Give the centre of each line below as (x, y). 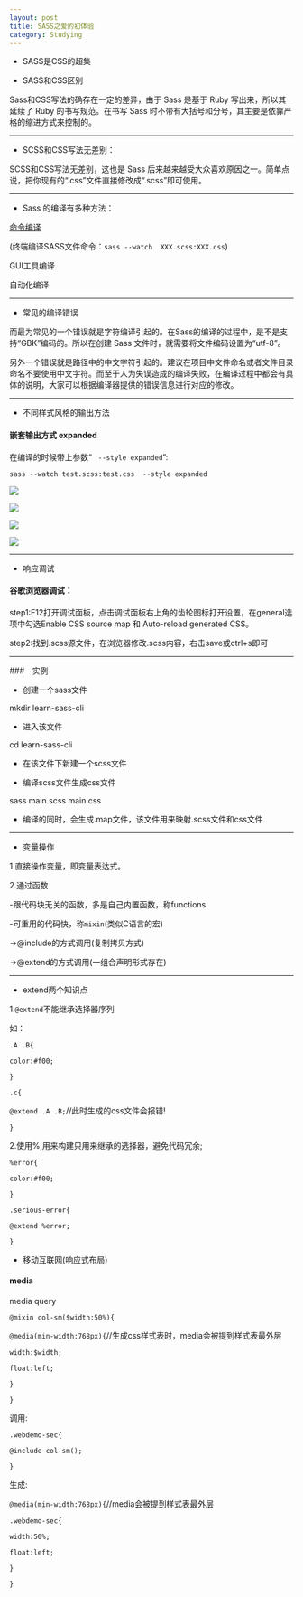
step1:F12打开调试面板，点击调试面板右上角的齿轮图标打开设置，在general (147, 612)
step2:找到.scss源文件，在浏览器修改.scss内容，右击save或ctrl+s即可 (139, 643)
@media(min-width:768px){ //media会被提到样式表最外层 (112, 1503)
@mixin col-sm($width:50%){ (62, 1317)
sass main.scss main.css (55, 800)
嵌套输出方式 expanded (53, 435)
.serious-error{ (40, 1210)
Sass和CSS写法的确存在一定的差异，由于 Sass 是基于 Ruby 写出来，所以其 (148, 99)
